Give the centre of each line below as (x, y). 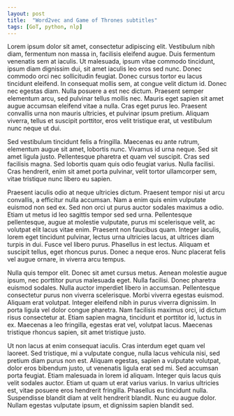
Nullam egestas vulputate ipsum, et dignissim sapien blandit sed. (101, 406)
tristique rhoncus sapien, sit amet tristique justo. (77, 332)
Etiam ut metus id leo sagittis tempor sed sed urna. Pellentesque (100, 215)
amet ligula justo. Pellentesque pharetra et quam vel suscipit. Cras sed (108, 157)
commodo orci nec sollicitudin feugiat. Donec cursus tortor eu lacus (105, 76)
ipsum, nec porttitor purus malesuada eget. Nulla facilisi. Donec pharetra (112, 280)
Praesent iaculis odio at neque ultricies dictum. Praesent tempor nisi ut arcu (116, 192)
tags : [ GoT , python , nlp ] (45, 27)
